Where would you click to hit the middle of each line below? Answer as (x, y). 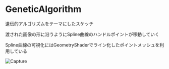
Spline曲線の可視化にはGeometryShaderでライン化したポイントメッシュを (82, 45)
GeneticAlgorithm (43, 9)
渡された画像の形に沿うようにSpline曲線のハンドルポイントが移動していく (82, 34)
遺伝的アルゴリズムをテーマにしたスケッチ (49, 23)
